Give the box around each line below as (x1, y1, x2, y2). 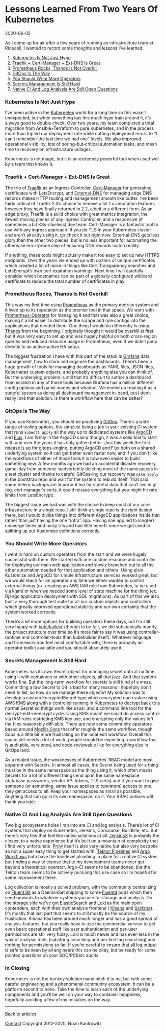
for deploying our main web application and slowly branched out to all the (5, 562, 154, 568)
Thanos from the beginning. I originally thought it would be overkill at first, (5, 328, 155, 334)
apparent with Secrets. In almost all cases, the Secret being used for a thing (5, 762, 159, 768)
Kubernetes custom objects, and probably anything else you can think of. (5, 369, 153, 375)
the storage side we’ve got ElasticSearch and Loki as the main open (5, 900, 142, 906)
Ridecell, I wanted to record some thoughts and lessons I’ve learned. (5, 45, 144, 51)
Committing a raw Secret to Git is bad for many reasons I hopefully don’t (5, 684, 151, 690)
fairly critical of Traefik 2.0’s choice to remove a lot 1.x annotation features (5, 200, 155, 206)
